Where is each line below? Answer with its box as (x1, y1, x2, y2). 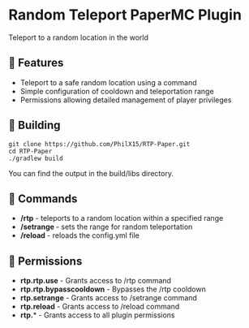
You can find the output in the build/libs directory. (8, 168, 174, 178)
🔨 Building (8, 119, 61, 132)
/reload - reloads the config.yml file (19, 231, 140, 240)
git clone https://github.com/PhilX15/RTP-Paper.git (8, 140, 191, 148)
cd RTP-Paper (8, 147, 53, 155)
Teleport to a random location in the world (8, 32, 148, 42)
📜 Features (8, 56, 64, 70)
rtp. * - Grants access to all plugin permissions (19, 310, 175, 320)
